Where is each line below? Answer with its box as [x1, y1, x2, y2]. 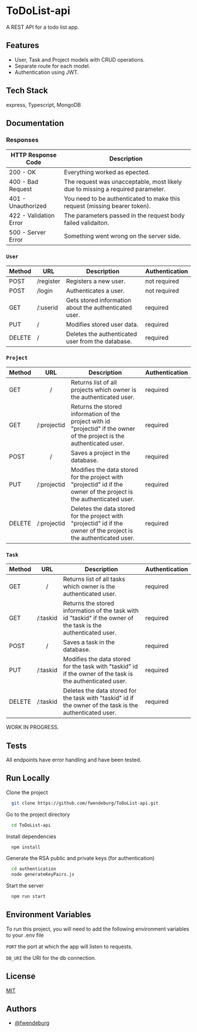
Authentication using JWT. [14, 69, 79, 76]
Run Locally [6, 773, 50, 783]
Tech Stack [6, 86, 48, 96]
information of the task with [63, 606, 139, 615]
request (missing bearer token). [63, 202, 151, 210]
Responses [6, 136, 39, 144]
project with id [70, 417, 110, 425]
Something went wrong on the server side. [63, 232, 181, 240]
